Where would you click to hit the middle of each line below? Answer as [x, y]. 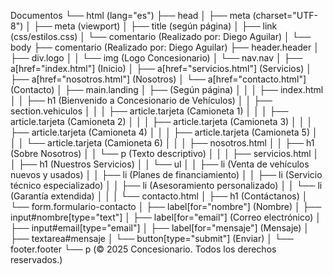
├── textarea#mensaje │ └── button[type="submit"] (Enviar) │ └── [152, 238]
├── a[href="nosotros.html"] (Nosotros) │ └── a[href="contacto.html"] [158, 79]
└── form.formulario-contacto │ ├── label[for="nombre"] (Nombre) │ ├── [166, 206]
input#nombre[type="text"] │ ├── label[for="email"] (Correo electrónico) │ [166, 217]
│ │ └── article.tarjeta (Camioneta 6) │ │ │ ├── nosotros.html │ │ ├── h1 [162, 143]
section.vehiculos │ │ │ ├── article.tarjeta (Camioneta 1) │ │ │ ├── [149, 111]
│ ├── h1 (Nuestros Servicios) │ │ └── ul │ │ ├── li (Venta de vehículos [160, 164]
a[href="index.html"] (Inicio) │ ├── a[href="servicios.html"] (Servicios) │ [161, 68]
